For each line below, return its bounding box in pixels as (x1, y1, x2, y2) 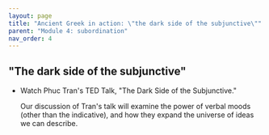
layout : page (8, 11, 53, 20)
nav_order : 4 (8, 34, 53, 43)
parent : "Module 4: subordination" (8, 27, 128, 35)
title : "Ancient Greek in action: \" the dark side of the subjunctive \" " (8, 19, 263, 27)
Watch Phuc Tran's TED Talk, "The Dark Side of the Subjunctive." (19, 86, 237, 95)
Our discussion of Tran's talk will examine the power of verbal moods (19, 102, 251, 112)
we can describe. (19, 119, 78, 129)
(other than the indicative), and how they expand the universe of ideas (19, 110, 254, 120)
